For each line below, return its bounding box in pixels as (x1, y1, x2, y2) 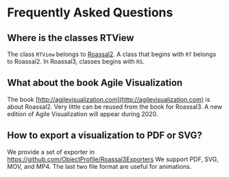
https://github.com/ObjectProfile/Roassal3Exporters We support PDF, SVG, (7, 155, 219, 163)
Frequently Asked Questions (7, 5, 173, 21)
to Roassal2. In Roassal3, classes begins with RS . (7, 57, 145, 66)
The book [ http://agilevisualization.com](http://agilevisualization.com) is (7, 95, 210, 103)
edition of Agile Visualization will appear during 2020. (7, 109, 158, 118)
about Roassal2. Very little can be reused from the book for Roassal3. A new (7, 103, 223, 111)
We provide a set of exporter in (7, 148, 95, 156)
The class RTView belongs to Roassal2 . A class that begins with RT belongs (7, 50, 217, 58)
